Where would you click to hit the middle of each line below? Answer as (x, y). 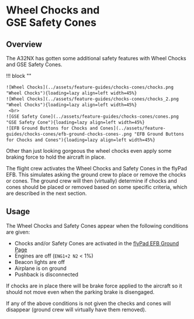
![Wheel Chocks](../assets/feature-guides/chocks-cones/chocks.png (90, 87)
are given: (18, 232)
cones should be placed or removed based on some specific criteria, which (97, 187)
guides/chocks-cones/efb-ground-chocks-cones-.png (69, 134)
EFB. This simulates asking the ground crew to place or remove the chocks (96, 174)
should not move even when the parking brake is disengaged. (80, 292)
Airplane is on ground (41, 268)
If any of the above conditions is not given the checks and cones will (89, 303)
